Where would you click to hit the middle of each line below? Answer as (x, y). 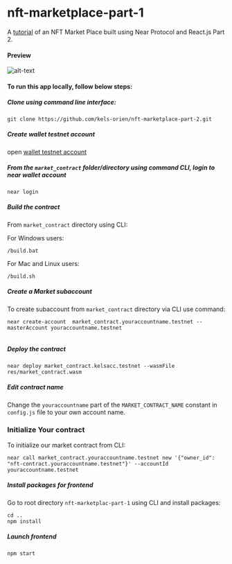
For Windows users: (36, 238)
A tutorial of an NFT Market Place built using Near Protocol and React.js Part (116, 32)
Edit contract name (35, 387)
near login (23, 192)
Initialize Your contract (46, 430)
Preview (19, 55)
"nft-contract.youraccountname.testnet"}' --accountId (88, 464)
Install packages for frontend (50, 485)
